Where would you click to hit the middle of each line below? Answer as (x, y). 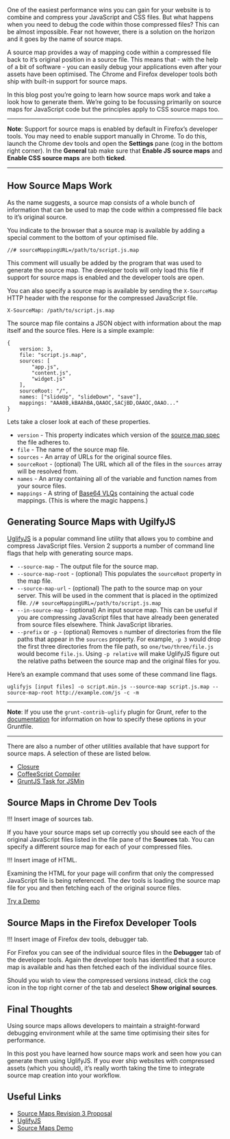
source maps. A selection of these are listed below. (79, 753)
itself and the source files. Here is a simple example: (81, 330)
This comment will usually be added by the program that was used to (104, 262)
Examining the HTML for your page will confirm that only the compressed (111, 873)
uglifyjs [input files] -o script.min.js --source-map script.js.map (108, 687)
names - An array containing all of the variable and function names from (117, 478)
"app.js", (46, 367)
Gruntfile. (20, 726)
